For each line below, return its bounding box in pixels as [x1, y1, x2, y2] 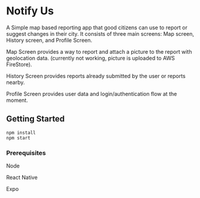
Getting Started [6, 114, 65, 124]
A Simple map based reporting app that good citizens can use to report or [6, 24, 188, 31]
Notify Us [6, 4, 54, 18]
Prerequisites [6, 148, 46, 157]
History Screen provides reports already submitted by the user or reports [6, 72, 186, 79]
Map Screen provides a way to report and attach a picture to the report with [6, 48, 192, 55]
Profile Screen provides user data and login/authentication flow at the [6, 90, 177, 97]
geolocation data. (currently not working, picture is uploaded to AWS [6, 54, 175, 61]
